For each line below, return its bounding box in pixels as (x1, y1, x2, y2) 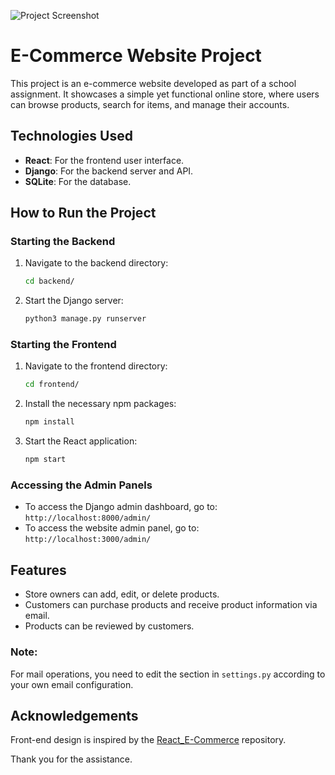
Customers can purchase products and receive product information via (24, 599, 318, 611)
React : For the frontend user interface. (24, 154, 185, 166)
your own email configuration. (10, 678, 134, 690)
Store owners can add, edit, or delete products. (24, 588, 220, 600)
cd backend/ (24, 276, 75, 287)
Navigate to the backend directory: (24, 257, 169, 269)
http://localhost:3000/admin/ (24, 535, 152, 545)
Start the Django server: (24, 295, 124, 307)
